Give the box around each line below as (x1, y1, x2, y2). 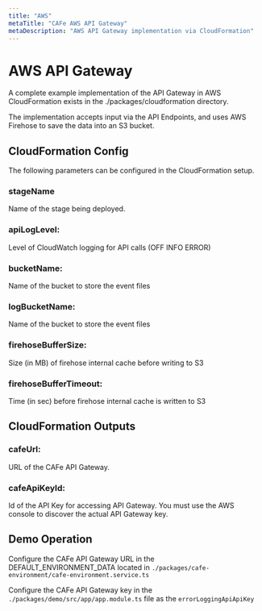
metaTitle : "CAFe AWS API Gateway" (8, 19, 128, 27)
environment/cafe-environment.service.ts (8, 571, 150, 579)
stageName (8, 186, 55, 197)
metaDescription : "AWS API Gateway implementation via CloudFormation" (8, 27, 254, 35)
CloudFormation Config (8, 144, 129, 158)
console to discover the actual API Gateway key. (8, 509, 168, 518)
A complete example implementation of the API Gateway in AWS (8, 88, 222, 98)
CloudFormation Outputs (8, 420, 135, 434)
